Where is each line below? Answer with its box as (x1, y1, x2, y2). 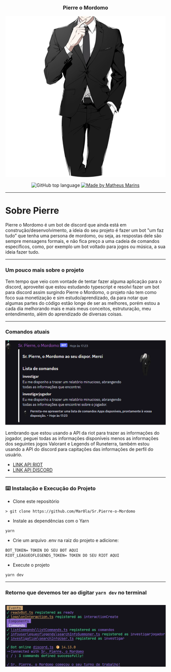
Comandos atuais (5, 328, 50, 335)
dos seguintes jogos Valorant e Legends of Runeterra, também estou (5, 440, 150, 446)
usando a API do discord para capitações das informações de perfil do (5, 446, 154, 452)
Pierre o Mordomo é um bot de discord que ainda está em (5, 222, 127, 228)
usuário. (5, 452, 23, 458)
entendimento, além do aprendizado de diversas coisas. (5, 311, 123, 317)
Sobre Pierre (5, 205, 60, 216)
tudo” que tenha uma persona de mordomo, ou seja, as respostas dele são (5, 233, 162, 239)
